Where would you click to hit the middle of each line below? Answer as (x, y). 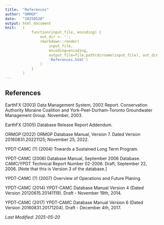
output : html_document (28, 23)
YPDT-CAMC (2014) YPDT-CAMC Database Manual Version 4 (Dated (74, 188)
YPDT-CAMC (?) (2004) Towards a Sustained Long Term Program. (72, 149)
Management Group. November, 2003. (44, 115)
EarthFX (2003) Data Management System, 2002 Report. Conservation (76, 105)
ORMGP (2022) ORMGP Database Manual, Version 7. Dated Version (73, 134)
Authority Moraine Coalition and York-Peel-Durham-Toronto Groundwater (79, 110)
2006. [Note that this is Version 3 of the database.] (56, 169)
